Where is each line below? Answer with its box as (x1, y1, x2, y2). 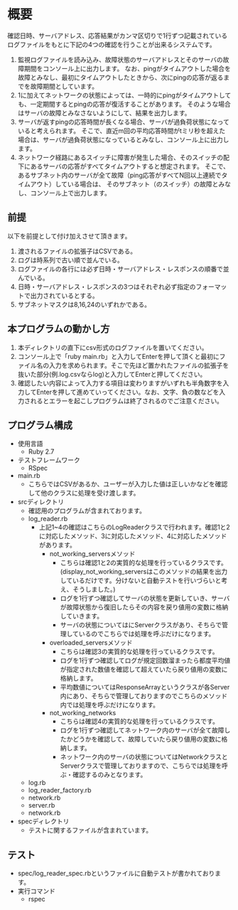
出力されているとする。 (30, 291, 99, 299)
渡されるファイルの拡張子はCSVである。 (17, 247, 137, 255)
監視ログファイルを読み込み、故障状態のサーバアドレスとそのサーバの (17, 55, 224, 64)
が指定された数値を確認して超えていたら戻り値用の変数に (60, 665, 228, 674)
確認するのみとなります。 (72, 771, 147, 779)
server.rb (28, 801, 55, 810)
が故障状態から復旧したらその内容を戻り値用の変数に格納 (60, 603, 229, 611)
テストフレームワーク (17, 456, 80, 464)
